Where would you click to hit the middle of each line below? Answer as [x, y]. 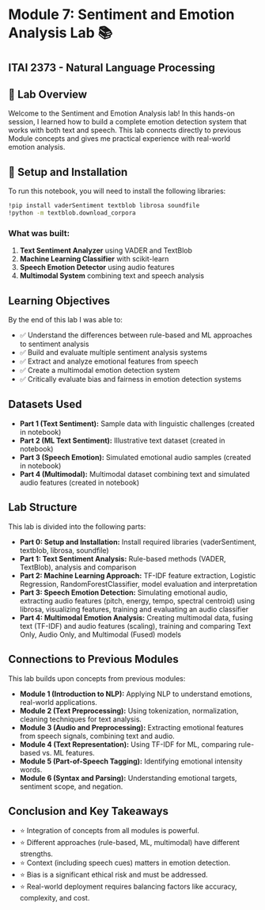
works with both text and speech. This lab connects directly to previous [125, 130]
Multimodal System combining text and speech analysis [112, 276]
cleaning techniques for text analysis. [81, 719]
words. [31, 769]
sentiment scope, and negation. [71, 786]
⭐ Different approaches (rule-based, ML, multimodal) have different [129, 843]
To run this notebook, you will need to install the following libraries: [117, 191]
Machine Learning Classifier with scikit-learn [94, 259]
